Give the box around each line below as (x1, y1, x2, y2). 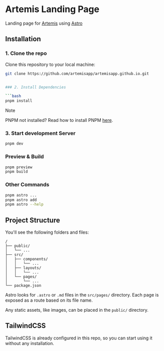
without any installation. (5, 340, 54, 346)
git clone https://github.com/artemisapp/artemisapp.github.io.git (5, 71, 149, 76)
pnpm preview (5, 165, 33, 170)
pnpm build (5, 169, 28, 174)
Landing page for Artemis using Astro (5, 20, 83, 26)
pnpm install (5, 98, 33, 104)
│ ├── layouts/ (5, 265, 42, 270)
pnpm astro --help (5, 202, 44, 207)
